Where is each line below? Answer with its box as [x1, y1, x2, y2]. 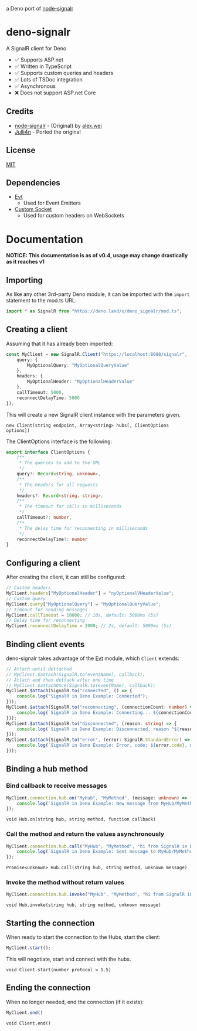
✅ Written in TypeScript [14, 63, 72, 70]
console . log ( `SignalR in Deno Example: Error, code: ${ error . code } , [16, 743, 188, 748]
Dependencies [6, 178, 60, 188]
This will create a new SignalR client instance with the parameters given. [6, 411, 181, 418]
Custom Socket [14, 206, 52, 213]
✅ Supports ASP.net [14, 56, 63, 63]
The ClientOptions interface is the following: [6, 438, 113, 445]
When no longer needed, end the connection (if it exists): [6, 998, 144, 1005]
